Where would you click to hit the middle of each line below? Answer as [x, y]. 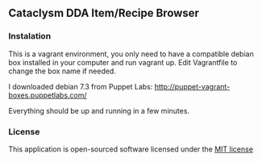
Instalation [30, 36]
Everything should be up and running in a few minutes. [99, 110]
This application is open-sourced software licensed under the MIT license [131, 149]
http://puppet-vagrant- [192, 86]
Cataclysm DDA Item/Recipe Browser [104, 13]
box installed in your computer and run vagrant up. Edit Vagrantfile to [123, 62]
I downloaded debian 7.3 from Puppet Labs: [81, 86]
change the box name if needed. [62, 71]
